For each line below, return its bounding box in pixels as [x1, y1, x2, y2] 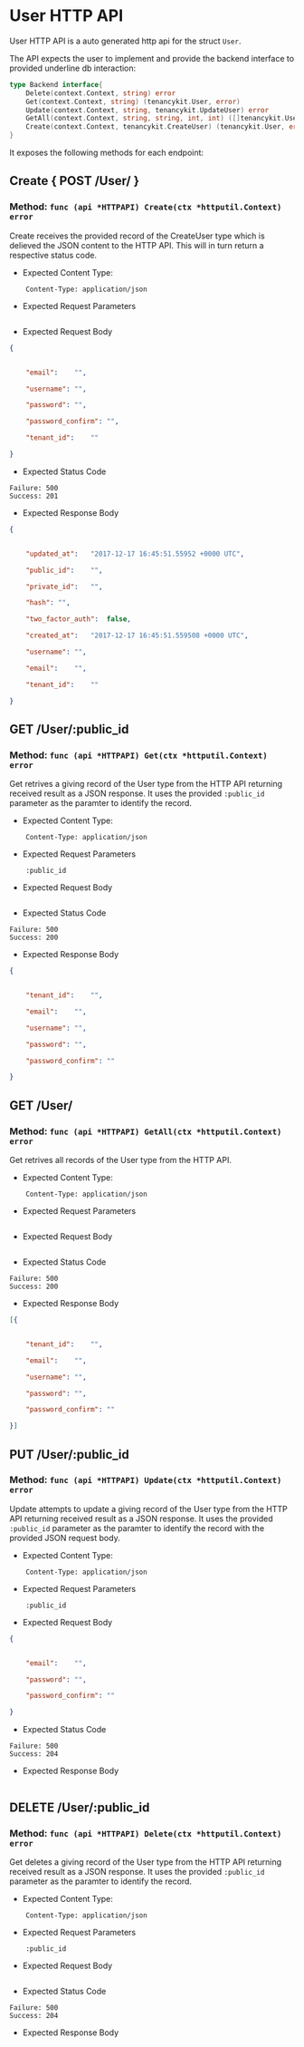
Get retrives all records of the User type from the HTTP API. [9, 1155, 233, 1165]
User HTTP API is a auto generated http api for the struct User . [9, 35, 242, 46]
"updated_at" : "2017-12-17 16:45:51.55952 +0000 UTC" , [25, 549, 245, 558]
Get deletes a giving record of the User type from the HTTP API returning [9, 1856, 282, 1868]
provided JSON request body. [9, 1532, 120, 1543]
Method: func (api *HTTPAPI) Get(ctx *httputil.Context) [9, 749, 269, 762]
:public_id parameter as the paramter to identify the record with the [9, 1522, 265, 1533]
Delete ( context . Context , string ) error [25, 88, 176, 98]
